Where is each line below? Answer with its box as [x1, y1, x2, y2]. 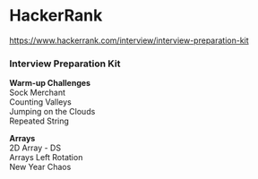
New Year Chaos [9, 162, 72, 173]
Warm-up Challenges [9, 78, 91, 89]
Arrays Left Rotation [9, 152, 83, 163]
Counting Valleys [9, 97, 72, 107]
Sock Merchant [9, 87, 65, 98]
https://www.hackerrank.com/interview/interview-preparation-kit [9, 35, 249, 46]
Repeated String [9, 115, 70, 126]
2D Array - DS [9, 142, 61, 153]
